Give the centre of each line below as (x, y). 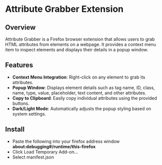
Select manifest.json (33, 157)
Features (19, 65)
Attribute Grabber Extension (64, 9)
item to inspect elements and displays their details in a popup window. (77, 50)
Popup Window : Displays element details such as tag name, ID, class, (83, 87)
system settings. (29, 114)
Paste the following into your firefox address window (66, 141)
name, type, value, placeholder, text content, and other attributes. (79, 93)
